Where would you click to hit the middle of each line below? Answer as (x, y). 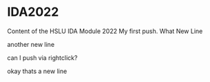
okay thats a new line (37, 71)
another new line (31, 44)
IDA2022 (33, 12)
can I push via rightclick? (42, 58)
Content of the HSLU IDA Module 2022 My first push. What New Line (105, 31)
